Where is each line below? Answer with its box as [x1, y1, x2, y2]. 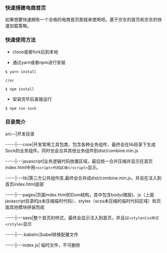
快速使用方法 [5, 36, 36, 43]
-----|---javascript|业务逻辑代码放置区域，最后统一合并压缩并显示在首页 [5, 158, 153, 164]
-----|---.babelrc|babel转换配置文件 [5, 231, 79, 237]
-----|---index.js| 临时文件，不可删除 [5, 242, 81, 248]
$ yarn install [5, 69, 37, 74]
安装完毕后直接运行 [12, 96, 52, 102]
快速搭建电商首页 [5, 4, 46, 11]
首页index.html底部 [5, 181, 44, 187]
